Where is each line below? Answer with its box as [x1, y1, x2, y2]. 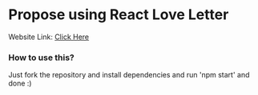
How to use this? [8, 52, 75, 63]
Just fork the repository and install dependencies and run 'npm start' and [8, 70, 250, 80]
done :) [8, 78, 32, 89]
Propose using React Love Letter [8, 6, 229, 24]
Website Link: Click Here [8, 32, 90, 42]
